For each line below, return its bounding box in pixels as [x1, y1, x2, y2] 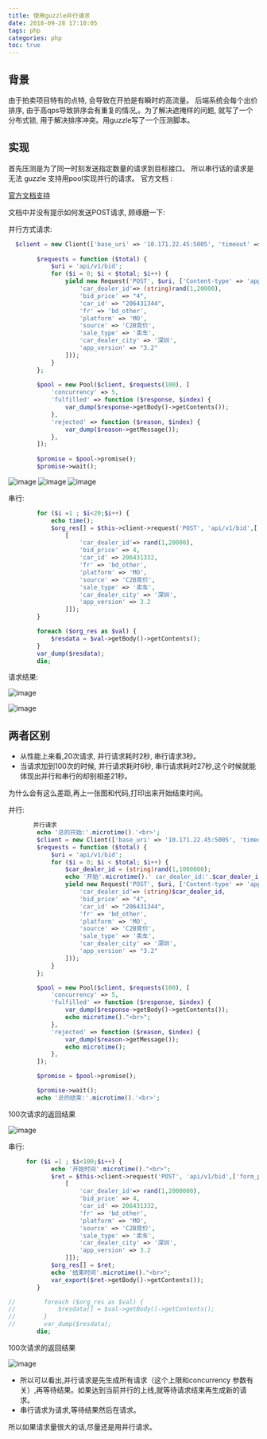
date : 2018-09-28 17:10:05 [8, 19, 98, 27]
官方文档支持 [8, 190, 50, 200]
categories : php [8, 33, 62, 42]
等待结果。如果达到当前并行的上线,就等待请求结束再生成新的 [42, 1385, 240, 1394]
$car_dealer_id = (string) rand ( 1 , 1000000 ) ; [64, 865, 212, 873]
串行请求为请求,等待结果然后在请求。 [19, 1405, 141, 1414]
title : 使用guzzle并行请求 [8, 11, 91, 20]
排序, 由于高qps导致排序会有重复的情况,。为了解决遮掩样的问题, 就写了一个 [8, 105, 253, 115]
